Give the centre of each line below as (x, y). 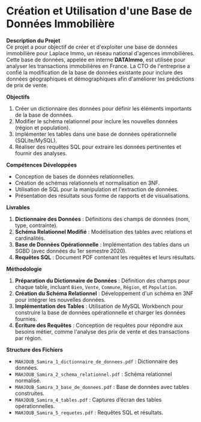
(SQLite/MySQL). (36, 140)
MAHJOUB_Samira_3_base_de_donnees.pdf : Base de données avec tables (102, 387)
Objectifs (18, 97)
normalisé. (28, 381)
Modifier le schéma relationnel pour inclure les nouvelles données (96, 121)
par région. (28, 338)
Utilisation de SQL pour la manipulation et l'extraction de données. (97, 189)
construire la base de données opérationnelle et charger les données (100, 312)
